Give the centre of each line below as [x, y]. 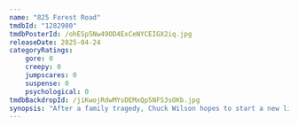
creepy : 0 [43, 67]
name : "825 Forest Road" [55, 17]
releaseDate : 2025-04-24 [55, 42]
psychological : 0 [57, 91]
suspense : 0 [47, 83]
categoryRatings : [41, 51]
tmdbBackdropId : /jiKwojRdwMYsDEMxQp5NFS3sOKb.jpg [105, 100]
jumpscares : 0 [51, 75]
